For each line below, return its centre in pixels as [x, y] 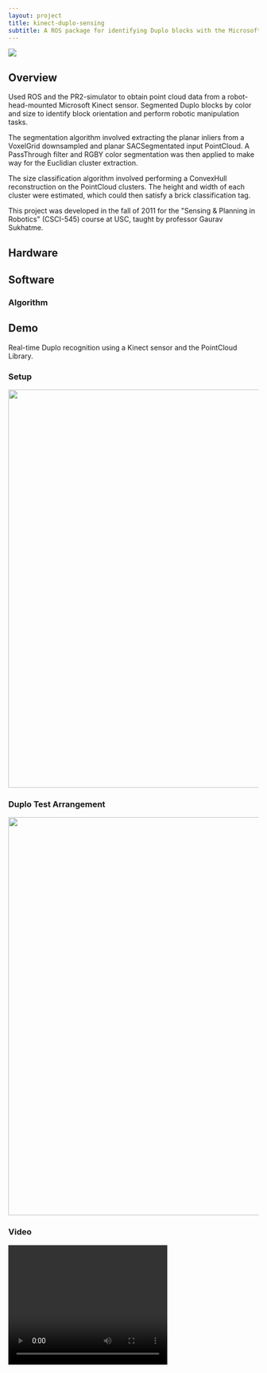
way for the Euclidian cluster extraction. [73, 163]
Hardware [33, 253]
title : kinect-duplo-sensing [56, 23]
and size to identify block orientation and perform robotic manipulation [124, 114]
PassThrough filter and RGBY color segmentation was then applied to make [132, 155]
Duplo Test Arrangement [57, 804]
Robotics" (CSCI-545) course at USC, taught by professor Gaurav [116, 219]
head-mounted [33, 105]
